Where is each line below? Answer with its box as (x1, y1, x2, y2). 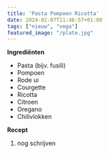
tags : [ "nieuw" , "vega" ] (7, 23, 78, 30)
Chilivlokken (16, 113, 52, 121)
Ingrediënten (7, 48, 45, 56)
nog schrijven (16, 139, 56, 148)
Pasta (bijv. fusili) (16, 61, 66, 69)
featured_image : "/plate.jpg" (7, 29, 94, 36)
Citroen (16, 98, 38, 107)
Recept (7, 126, 28, 134)
